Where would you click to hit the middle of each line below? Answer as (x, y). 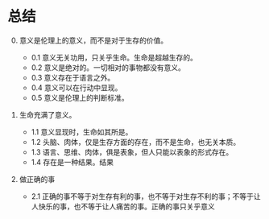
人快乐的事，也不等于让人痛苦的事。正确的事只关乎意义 (123, 206)
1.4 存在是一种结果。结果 (72, 162)
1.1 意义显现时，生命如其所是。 (82, 132)
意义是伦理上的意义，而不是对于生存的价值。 (93, 40)
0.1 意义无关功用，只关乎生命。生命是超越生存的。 (114, 57)
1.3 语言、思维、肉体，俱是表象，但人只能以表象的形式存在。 (132, 152)
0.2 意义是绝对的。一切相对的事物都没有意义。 (108, 67)
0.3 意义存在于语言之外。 (73, 77)
